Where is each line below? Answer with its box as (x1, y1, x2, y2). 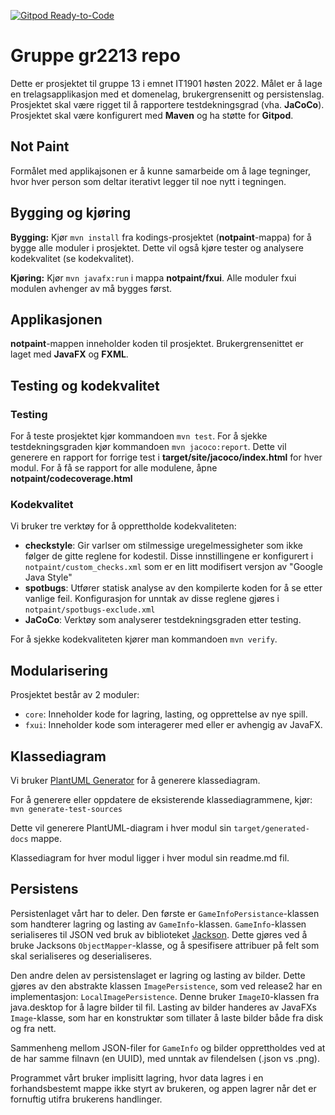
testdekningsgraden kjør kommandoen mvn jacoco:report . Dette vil (10, 441, 287, 453)
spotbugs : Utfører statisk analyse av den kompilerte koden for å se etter (24, 582, 323, 594)
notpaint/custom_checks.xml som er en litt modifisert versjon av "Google (24, 561, 323, 573)
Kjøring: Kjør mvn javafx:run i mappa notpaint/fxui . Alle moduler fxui (10, 271, 297, 284)
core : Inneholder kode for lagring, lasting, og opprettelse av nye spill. (24, 708, 308, 720)
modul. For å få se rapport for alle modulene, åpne (10, 462, 218, 474)
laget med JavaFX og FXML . (10, 348, 129, 360)
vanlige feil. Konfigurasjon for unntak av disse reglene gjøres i (24, 593, 280, 605)
